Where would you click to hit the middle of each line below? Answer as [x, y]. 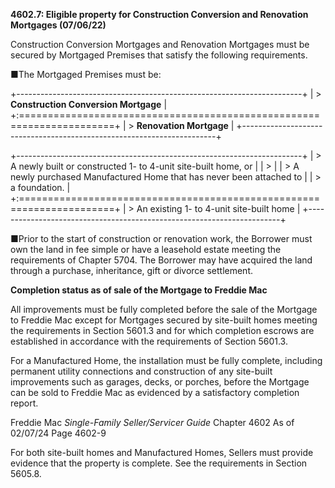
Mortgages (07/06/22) [58, 25]
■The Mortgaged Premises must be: [86, 74]
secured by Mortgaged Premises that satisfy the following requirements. [159, 55]
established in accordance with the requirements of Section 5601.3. [149, 341]
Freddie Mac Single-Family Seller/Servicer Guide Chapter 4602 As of [152, 422]
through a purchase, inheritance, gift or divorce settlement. [131, 270]
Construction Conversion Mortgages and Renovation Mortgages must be [160, 44]
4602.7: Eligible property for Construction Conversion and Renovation [159, 14]
